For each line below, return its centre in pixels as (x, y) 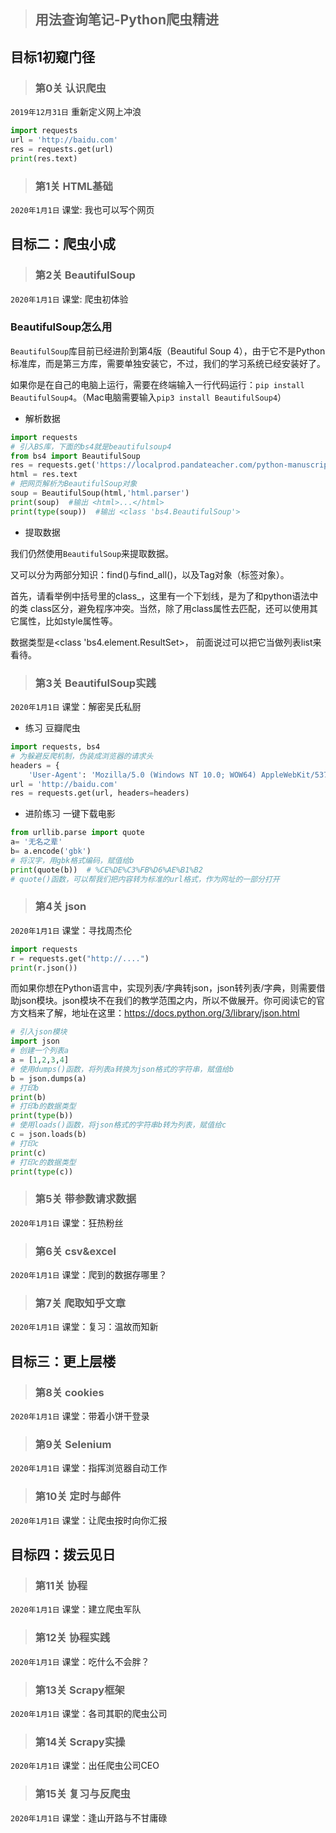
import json (35, 1041)
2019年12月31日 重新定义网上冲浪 (76, 112)
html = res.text (44, 475)
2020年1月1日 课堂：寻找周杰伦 (71, 930)
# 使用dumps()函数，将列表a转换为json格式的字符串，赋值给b (122, 1069)
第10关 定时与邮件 (78, 1497)
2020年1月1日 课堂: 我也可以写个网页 (82, 209)
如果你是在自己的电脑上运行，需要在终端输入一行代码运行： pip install (157, 384)
